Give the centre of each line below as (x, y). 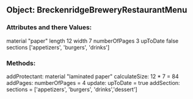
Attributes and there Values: (49, 28)
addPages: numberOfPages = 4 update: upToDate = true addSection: (93, 82)
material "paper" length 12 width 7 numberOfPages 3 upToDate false (93, 41)
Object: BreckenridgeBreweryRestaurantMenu (97, 10)
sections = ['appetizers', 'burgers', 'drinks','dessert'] (72, 89)
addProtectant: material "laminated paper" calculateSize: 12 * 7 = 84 (93, 76)
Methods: (21, 63)
